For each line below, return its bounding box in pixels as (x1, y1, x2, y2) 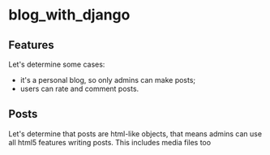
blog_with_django (8, 6, 131, 24)
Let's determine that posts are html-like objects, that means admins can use (8, 128, 262, 139)
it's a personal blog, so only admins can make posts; (19, 75, 196, 84)
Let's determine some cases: (8, 59, 105, 69)
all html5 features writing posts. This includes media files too (8, 137, 212, 147)
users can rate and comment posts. (19, 84, 139, 93)
